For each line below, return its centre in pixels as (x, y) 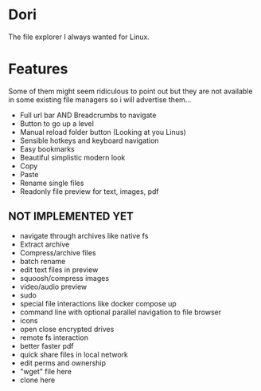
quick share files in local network (74, 354)
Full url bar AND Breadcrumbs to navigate (88, 115)
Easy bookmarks (47, 148)
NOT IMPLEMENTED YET (71, 217)
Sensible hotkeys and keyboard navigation (89, 140)
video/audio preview (53, 286)
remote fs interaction (54, 338)
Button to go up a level (56, 123)
